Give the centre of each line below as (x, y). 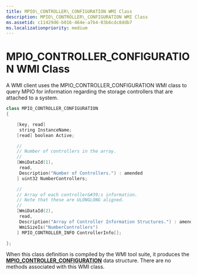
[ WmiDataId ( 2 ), (35, 211)
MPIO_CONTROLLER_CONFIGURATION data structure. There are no (89, 260)
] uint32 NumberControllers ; (52, 178)
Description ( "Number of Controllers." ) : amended (81, 173)
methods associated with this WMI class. (55, 267)
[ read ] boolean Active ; (46, 135)
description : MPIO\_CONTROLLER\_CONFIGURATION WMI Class (77, 17)
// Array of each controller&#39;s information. (77, 195)
